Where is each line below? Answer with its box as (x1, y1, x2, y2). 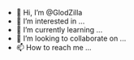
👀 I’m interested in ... (15, 16, 85, 26)
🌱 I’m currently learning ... (15, 25, 103, 34)
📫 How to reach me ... (15, 43, 92, 52)
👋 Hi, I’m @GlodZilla (15, 8, 83, 17)
